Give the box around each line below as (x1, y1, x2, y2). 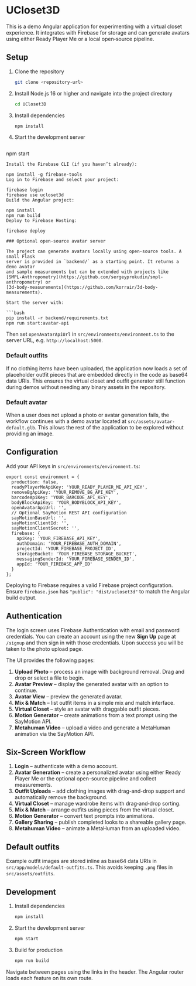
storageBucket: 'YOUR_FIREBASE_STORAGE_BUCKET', (16, 551, 137, 557)
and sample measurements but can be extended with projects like (6, 269, 169, 275)
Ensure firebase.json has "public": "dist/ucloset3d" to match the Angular (6, 588, 190, 595)
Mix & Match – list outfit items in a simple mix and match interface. (14, 699, 175, 706)
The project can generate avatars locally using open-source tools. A (6, 248, 182, 255)
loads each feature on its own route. (6, 974, 93, 981)
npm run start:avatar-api (6, 320, 69, 326)
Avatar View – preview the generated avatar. (14, 692, 123, 700)
